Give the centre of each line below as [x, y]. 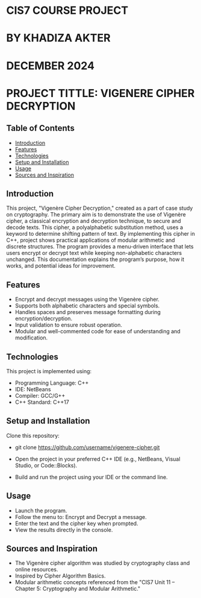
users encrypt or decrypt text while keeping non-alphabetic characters [94, 253]
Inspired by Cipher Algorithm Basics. [60, 576]
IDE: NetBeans [33, 389]
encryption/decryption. [44, 319]
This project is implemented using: [49, 371]
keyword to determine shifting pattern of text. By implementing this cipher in [101, 234]
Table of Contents [41, 128]
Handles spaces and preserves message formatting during [88, 312]
